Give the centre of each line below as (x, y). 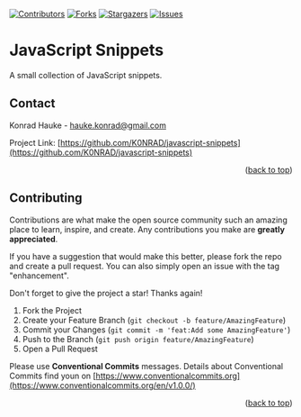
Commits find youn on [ (53, 376)
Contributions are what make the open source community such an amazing (148, 220)
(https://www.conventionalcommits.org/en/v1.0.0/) (102, 385)
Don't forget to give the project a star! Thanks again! (106, 293)
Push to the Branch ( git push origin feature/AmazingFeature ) (138, 339)
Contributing (46, 198)
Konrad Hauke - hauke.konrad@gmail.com (88, 125)
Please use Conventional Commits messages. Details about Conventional (146, 366)
